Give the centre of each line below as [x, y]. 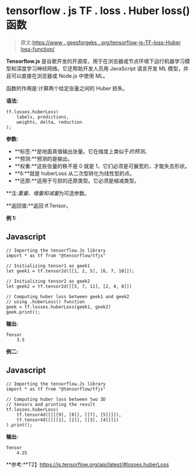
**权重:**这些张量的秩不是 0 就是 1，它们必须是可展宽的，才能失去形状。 [102, 166]
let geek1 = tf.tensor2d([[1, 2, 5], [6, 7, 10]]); [70, 271]
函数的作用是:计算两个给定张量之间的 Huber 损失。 [67, 88]
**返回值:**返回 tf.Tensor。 [39, 205]
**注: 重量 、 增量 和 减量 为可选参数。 [48, 193]
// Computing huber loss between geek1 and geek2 [68, 297]
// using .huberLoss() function [45, 302]
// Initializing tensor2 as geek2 [48, 281]
